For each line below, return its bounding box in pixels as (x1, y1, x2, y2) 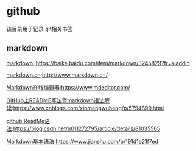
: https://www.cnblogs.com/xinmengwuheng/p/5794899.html (12, 104, 164, 111)
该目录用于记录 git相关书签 (6, 25, 73, 32)
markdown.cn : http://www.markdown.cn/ (6, 71, 108, 79)
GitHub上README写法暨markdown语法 (6, 96, 105, 104)
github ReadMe (6, 117, 44, 124)
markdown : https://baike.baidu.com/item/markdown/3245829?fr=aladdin (6, 59, 190, 66)
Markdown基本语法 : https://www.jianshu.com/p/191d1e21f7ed (6, 138, 158, 145)
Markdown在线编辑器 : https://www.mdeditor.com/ (6, 83, 130, 91)
